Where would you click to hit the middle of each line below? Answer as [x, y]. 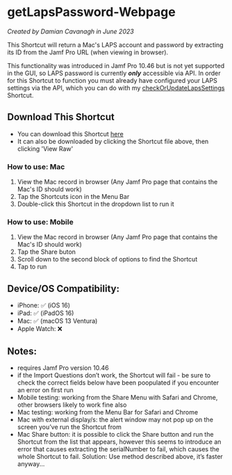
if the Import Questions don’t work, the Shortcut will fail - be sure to [114, 375]
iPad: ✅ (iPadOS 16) [45, 313]
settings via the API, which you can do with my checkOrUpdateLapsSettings [116, 88]
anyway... [31, 464]
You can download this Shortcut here [70, 134]
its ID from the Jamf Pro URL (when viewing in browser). [88, 52]
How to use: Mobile [41, 222]
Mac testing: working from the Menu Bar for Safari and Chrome [108, 412]
